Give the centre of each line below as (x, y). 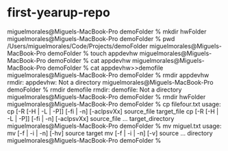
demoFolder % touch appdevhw (93, 53)
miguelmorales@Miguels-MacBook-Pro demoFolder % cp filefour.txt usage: (114, 104)
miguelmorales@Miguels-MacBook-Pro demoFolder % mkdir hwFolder (107, 31)
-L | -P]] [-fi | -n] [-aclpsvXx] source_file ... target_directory (91, 118)
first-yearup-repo (59, 13)
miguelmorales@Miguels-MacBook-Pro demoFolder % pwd (91, 38)
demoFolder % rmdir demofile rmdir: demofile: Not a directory (94, 90)
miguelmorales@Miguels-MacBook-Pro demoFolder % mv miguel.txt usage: (114, 126)
